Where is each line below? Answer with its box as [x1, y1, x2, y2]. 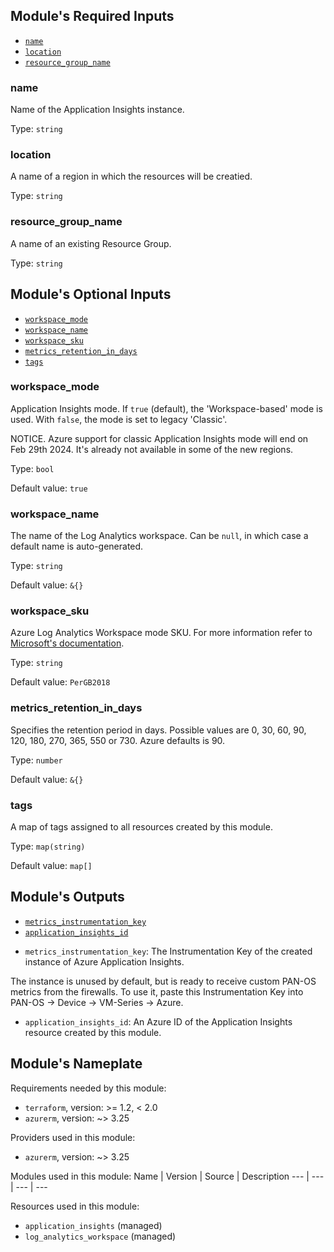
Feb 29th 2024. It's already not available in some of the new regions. [10, 443, 294, 455]
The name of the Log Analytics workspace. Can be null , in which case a [10, 530, 309, 542]
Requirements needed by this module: [10, 1082, 167, 1094]
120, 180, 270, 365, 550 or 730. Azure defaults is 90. [10, 734, 226, 746]
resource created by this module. [24, 1026, 162, 1038]
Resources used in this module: [10, 1200, 140, 1212]
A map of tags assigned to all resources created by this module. [10, 821, 273, 833]
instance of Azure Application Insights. [24, 955, 185, 968]
